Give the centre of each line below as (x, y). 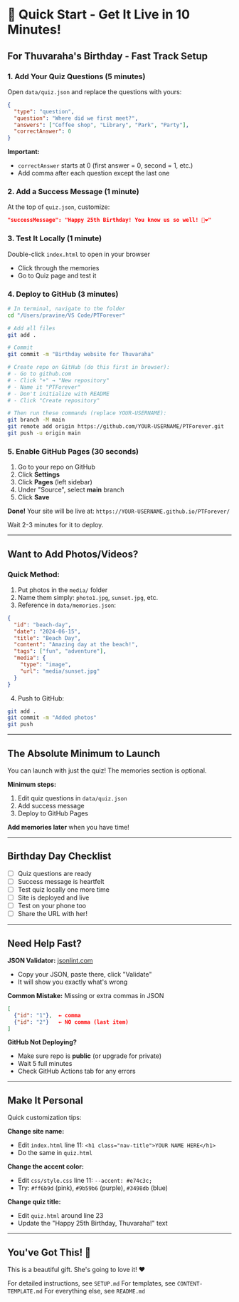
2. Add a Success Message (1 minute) (74, 192)
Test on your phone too (52, 906)
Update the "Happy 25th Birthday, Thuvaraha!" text (92, 1224)
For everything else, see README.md (95, 1291)
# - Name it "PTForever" (44, 387)
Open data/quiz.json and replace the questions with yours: (95, 91)
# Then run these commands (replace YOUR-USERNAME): (87, 413)
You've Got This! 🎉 (49, 1252)
